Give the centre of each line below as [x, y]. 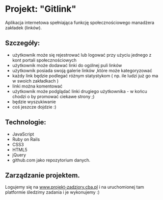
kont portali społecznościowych [44, 60]
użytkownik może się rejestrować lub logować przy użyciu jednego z [82, 55]
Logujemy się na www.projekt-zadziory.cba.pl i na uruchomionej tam [75, 187]
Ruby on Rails [26, 139]
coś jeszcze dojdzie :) [34, 107]
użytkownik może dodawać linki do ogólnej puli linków [67, 65]
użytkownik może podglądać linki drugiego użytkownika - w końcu [80, 91]
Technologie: [26, 122]
